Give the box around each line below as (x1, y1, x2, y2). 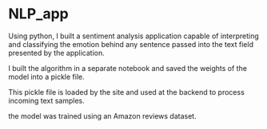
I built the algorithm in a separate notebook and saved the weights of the (8, 63, 248, 72)
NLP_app (8, 5, 70, 23)
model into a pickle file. (8, 72, 86, 81)
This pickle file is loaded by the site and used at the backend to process (8, 87, 245, 96)
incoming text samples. (8, 96, 86, 105)
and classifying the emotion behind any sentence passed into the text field (8, 39, 254, 49)
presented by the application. (8, 48, 106, 57)
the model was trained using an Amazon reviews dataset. (8, 111, 197, 120)
